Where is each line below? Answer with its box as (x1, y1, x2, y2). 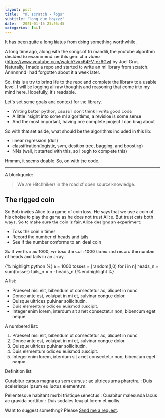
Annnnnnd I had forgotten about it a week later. (5, 69, 101, 75)
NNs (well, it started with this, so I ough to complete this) (12, 148, 127, 154)
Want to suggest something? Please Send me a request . (5, 407, 119, 413)
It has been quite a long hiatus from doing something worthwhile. (5, 39, 137, 45)
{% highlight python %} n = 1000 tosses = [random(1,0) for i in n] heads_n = (5, 263, 159, 269)
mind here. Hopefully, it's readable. (5, 89, 76, 95)
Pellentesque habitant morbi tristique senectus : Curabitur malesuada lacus (5, 392, 157, 398)
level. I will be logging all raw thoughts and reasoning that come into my (5, 84, 150, 90)
